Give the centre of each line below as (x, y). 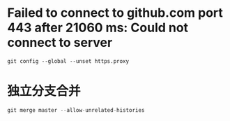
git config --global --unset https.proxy (68, 61)
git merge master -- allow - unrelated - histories (76, 110)
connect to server (60, 43)
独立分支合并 (44, 91)
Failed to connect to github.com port (115, 13)
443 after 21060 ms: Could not (98, 28)
